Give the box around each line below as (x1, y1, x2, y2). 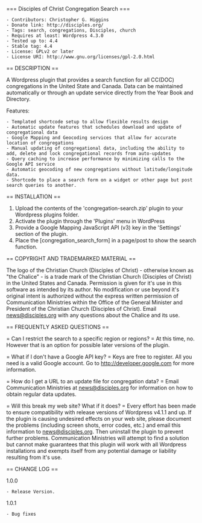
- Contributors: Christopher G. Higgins (6, 17, 110, 23)
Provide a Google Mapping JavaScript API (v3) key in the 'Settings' (14, 224, 181, 231)
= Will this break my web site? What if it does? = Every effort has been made (6, 402, 196, 409)
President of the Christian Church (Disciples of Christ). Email (6, 305, 157, 312)
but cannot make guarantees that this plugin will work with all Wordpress (6, 441, 187, 448)
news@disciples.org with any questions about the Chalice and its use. (6, 311, 180, 319)
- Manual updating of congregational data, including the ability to (6, 145, 185, 151)
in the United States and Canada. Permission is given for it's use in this (6, 279, 182, 287)
